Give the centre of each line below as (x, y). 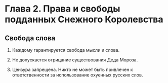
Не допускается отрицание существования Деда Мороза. (75, 60)
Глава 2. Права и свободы (62, 9)
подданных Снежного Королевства (84, 19)
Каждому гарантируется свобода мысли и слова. (66, 50)
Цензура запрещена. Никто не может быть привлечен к (72, 69)
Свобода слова (30, 38)
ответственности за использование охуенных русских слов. (77, 75)
